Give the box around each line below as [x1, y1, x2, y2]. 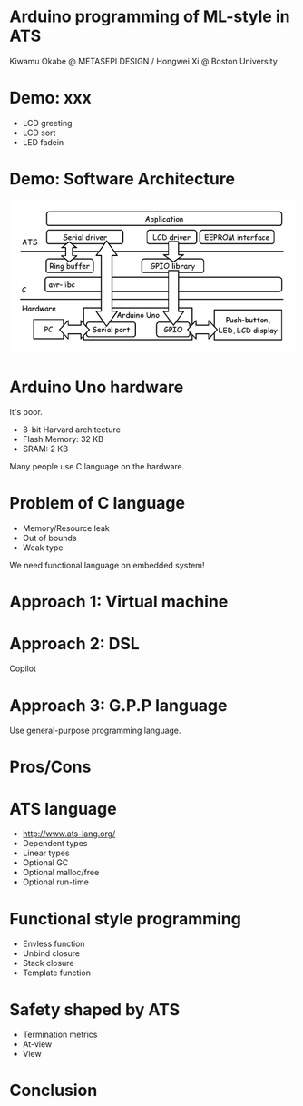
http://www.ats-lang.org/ [22, 828, 116, 839]
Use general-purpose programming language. [9, 725, 181, 736]
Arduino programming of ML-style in [9, 6, 290, 27]
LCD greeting [22, 117, 73, 128]
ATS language [9, 798, 117, 819]
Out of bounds [22, 533, 77, 544]
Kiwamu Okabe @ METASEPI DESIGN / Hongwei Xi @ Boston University [9, 55, 279, 66]
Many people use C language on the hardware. [9, 461, 185, 472]
